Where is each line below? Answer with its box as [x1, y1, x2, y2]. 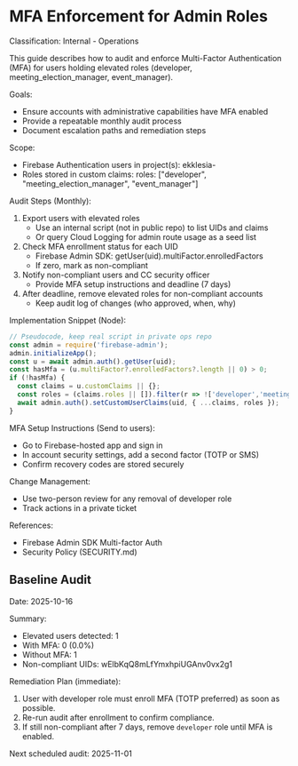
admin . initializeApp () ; [9, 348, 98, 357]
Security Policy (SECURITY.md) [21, 547, 137, 557]
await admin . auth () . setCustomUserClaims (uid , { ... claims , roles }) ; [17, 398, 279, 407]
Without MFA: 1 [21, 649, 77, 659]
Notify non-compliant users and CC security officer [21, 269, 210, 280]
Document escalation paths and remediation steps [21, 124, 207, 135]
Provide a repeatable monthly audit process [21, 116, 182, 126]
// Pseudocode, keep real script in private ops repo [9, 331, 213, 341]
